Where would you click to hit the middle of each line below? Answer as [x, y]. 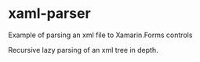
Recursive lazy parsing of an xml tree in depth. [83, 50]
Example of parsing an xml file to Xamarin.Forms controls [100, 35]
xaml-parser [50, 14]
